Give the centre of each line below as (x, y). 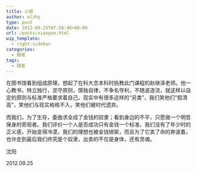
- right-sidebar (31, 44)
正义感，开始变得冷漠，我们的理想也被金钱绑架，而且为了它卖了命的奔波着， (98, 132)
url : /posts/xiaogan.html (38, 33)
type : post (19, 22)
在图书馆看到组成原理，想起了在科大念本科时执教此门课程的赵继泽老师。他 (96, 83)
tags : (13, 60)
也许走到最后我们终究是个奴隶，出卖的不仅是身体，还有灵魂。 (81, 139)
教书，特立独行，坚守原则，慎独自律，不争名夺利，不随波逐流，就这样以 (98, 90)
